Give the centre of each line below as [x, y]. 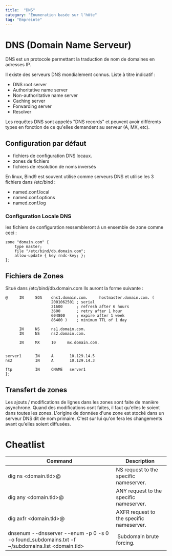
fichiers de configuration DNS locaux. [52, 156]
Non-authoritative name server [45, 95]
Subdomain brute [138, 536]
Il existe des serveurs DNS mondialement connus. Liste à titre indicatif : [80, 74]
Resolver [22, 112]
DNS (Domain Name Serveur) [68, 45]
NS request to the [137, 469]
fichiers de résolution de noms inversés [54, 167]
